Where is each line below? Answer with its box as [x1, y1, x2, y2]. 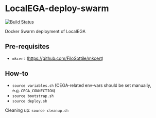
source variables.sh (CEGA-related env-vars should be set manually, [12, 82, 152, 88]
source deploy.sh [12, 99, 48, 103]
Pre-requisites [5, 42, 50, 51]
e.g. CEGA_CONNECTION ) [12, 87, 56, 93]
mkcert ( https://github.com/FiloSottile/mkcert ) [12, 55, 104, 61]
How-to [5, 69, 29, 78]
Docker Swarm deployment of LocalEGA [5, 28, 86, 34]
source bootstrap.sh [12, 93, 54, 99]
